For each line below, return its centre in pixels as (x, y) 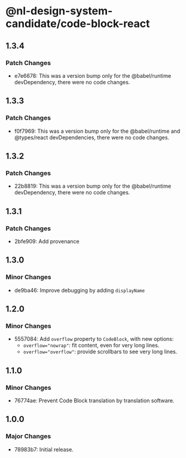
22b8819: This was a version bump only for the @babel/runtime (93, 186)
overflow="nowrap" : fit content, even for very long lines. (91, 346)
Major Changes (28, 436)
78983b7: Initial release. (44, 449)
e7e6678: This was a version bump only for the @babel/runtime (93, 75)
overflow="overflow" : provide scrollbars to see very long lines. (100, 352)
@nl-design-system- (59, 11)
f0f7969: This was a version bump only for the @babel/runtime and (97, 131)
